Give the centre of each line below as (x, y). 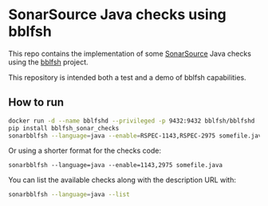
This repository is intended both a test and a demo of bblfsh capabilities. (127, 77)
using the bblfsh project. (48, 62)
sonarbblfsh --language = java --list (69, 195)
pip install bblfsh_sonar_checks (64, 128)
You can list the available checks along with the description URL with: (122, 180)
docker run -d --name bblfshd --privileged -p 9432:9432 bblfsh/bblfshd (132, 121)
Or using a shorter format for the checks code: (85, 151)
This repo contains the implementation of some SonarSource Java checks (130, 53)
